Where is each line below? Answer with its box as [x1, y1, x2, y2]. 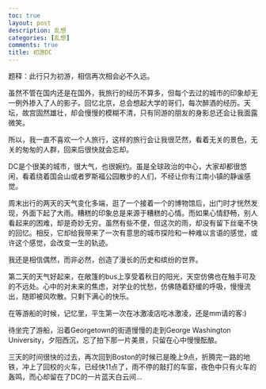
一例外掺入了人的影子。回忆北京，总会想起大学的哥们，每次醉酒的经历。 [8, 98, 244, 107]
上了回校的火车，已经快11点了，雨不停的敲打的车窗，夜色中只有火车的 [28, 362, 257, 372]
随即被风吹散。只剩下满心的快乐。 [21, 291, 133, 301]
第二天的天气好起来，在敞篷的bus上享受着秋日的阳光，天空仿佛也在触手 [8, 272, 243, 281]
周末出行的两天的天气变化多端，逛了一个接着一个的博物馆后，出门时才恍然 [8, 198, 251, 207]
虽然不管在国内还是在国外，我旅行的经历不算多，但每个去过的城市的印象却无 [8, 88, 258, 98]
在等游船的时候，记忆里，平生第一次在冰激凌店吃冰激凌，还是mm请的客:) [8, 309, 247, 318]
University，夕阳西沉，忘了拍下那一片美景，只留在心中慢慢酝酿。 [8, 335, 222, 345]
